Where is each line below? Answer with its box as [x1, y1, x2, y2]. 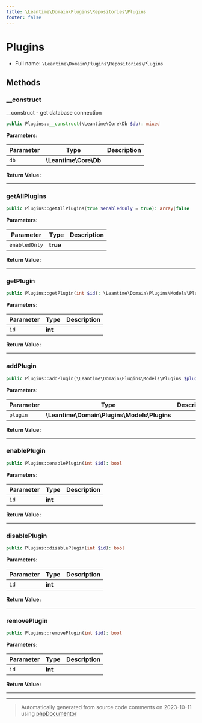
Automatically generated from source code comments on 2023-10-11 [20, 704, 192, 711]
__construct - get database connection [6, 109, 102, 116]
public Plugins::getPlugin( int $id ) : [6, 291, 101, 297]
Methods [6, 77, 41, 88]
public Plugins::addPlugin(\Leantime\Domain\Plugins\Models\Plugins [6, 375, 182, 381]
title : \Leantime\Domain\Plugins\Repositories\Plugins [6, 8, 147, 15]
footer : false [6, 14, 42, 20]
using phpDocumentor [20, 710, 77, 718]
